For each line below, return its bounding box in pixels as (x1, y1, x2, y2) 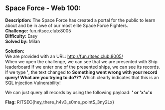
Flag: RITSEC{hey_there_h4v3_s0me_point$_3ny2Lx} (5, 99, 115, 105)
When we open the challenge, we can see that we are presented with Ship (5, 58, 158, 64)
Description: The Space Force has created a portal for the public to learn (5, 17, 156, 23)
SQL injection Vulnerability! (5, 80, 61, 86)
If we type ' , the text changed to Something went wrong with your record (5, 69, 158, 75)
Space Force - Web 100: (5, 4, 81, 12)
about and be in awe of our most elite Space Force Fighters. (5, 22, 128, 28)
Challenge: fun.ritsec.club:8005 (5, 27, 71, 34)
